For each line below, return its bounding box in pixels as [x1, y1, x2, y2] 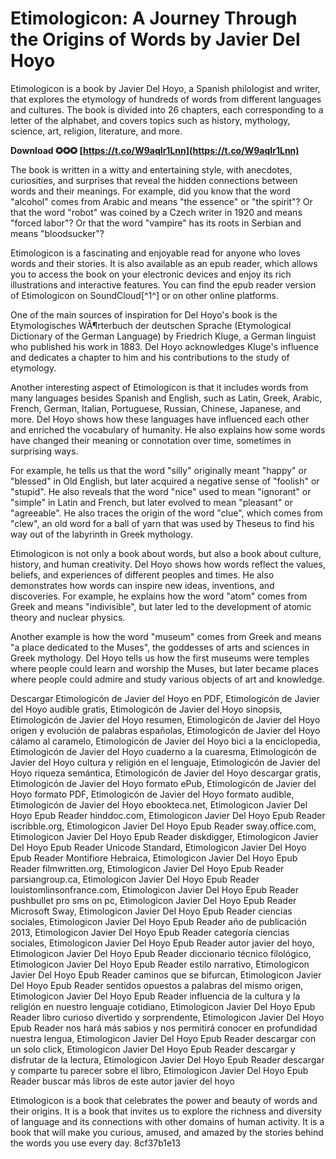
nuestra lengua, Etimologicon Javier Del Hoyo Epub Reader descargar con [10, 1032, 317, 1044]
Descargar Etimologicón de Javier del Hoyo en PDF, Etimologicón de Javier [10, 692, 320, 704]
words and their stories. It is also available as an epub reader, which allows [10, 257, 318, 269]
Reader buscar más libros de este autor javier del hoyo [10, 1075, 235, 1087]
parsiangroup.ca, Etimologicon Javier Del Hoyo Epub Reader [10, 873, 260, 885]
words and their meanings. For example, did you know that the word [10, 185, 291, 197]
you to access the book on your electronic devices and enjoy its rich [10, 268, 292, 280]
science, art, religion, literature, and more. [10, 125, 183, 137]
